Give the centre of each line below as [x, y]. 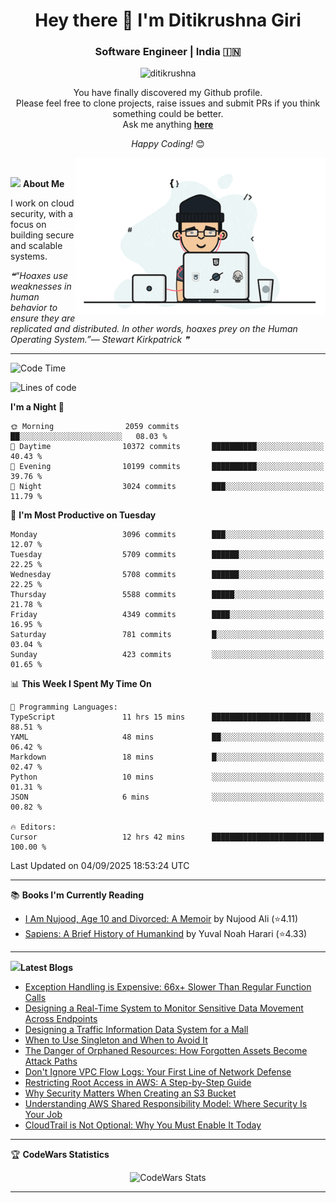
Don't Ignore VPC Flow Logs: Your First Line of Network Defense [158, 1072]
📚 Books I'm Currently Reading [77, 895]
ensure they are [43, 318]
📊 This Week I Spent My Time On [81, 684]
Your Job [43, 1115]
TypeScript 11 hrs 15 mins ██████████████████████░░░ [167, 717]
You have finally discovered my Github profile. [168, 93]
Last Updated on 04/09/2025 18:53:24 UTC [100, 866]
